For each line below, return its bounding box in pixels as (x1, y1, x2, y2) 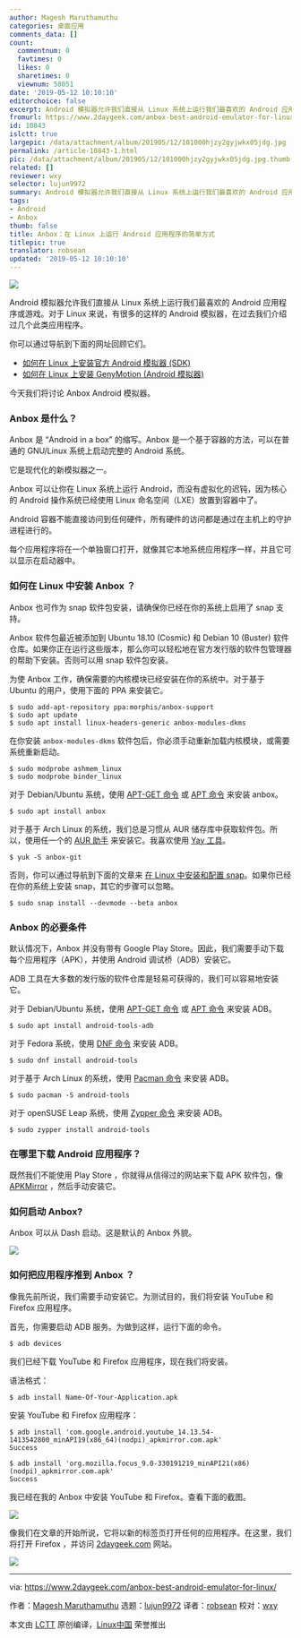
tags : (9, 196, 30, 206)
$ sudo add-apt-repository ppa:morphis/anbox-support (9, 702, 215, 712)
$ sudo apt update (9, 710, 78, 719)
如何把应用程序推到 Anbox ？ (9, 1269, 135, 1282)
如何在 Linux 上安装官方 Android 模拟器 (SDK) (21, 357, 191, 368)
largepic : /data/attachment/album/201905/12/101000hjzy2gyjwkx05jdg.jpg (9, 138, 287, 147)
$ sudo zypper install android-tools (9, 1125, 150, 1134)
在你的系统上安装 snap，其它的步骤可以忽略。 (9, 880, 179, 891)
